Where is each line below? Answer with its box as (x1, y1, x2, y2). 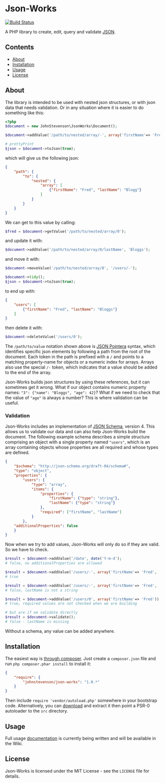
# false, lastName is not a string (5, 587, 78, 593)
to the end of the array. (5, 370, 52, 375)
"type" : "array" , (31, 482, 67, 487)
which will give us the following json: (5, 155, 80, 161)
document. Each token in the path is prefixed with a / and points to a (5, 354, 144, 360)
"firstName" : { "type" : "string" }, (49, 496, 120, 501)
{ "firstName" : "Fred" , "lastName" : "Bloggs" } (23, 306, 118, 312)
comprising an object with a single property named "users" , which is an (5, 439, 150, 445)
